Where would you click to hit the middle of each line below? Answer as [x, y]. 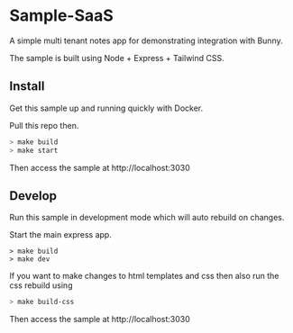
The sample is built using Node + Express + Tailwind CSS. [117, 58]
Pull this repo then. [44, 125]
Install [27, 86]
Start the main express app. [61, 235]
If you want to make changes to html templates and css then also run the [144, 276]
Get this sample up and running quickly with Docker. [106, 108]
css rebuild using [41, 285]
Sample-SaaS [62, 16]
